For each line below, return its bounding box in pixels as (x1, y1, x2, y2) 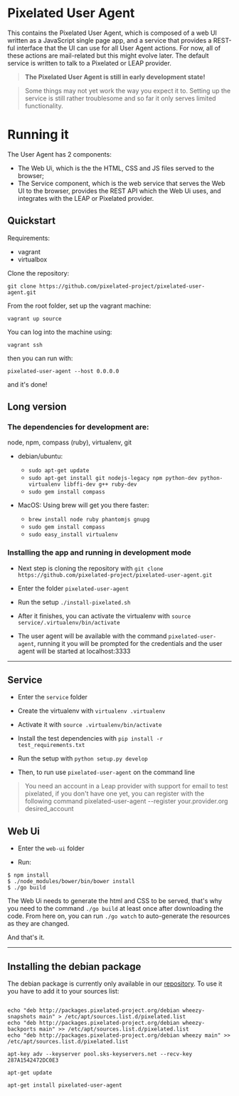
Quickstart (7, 215, 56, 227)
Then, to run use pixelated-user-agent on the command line (17, 768, 196, 777)
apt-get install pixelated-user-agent (7, 1082, 122, 1089)
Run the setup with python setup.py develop (17, 754, 148, 763)
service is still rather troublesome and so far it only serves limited (24, 94, 216, 103)
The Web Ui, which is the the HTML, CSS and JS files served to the (17, 164, 215, 172)
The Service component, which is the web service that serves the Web (17, 179, 225, 187)
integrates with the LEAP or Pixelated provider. (17, 194, 154, 202)
